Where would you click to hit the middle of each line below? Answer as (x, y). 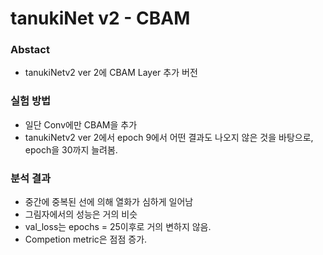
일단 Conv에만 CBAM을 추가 (81, 124)
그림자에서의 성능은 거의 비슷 (81, 214)
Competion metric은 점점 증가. (86, 239)
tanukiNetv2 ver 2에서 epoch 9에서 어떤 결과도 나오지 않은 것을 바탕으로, (169, 137)
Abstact (30, 50)
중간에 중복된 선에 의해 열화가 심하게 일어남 (109, 202)
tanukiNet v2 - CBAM (100, 18)
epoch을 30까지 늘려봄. (71, 149)
